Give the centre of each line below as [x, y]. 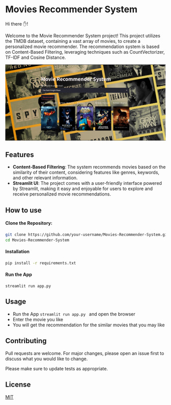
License [18, 385]
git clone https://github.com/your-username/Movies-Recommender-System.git [87, 235]
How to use [23, 210]
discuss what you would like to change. [47, 359]
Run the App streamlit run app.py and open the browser [74, 314]
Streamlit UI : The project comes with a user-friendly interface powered [87, 183]
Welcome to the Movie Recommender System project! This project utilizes [83, 35]
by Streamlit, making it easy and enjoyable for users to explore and [83, 189]
